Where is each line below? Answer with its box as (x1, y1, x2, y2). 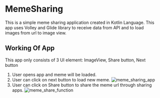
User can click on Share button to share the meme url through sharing (12, 82, 152, 88)
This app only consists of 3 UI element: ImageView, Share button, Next (5, 57, 146, 63)
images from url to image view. (5, 30, 67, 36)
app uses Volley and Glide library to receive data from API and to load (5, 24, 144, 30)
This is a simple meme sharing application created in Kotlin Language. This (5, 20, 155, 25)
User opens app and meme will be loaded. (12, 72, 97, 78)
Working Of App (5, 44, 55, 52)
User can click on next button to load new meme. (12, 77, 111, 82)
